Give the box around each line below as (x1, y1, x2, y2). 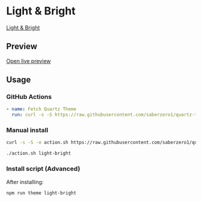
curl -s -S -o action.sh (6, 140, 69, 146)
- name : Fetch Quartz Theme (6, 106, 77, 112)
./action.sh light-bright (6, 150, 71, 156)
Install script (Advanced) (6, 165, 81, 173)
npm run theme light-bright (6, 190, 77, 196)
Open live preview (6, 57, 51, 64)
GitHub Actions (6, 93, 52, 101)
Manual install (6, 126, 49, 134)
